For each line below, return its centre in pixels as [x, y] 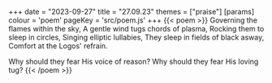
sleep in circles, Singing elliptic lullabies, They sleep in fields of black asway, [136, 37]
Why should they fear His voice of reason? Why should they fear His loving [134, 61]
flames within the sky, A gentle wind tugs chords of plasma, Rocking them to [136, 29]
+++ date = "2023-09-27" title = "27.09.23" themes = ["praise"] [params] [131, 12]
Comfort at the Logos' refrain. [58, 46]
